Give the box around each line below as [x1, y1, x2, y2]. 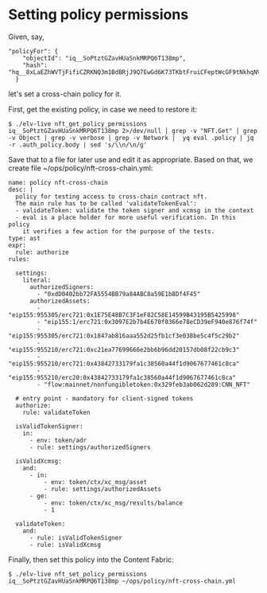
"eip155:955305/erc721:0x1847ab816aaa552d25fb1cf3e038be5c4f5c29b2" [8, 332, 240, 340]
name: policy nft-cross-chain [8, 178, 109, 186]
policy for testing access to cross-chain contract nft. [15, 193, 208, 201]
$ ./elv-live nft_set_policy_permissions [8, 570, 148, 578]
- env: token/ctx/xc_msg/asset [43, 478, 148, 486]
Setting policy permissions [8, 6, 189, 24]
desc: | [8, 185, 34, 193]
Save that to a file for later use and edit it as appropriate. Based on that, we [8, 154, 253, 164]
